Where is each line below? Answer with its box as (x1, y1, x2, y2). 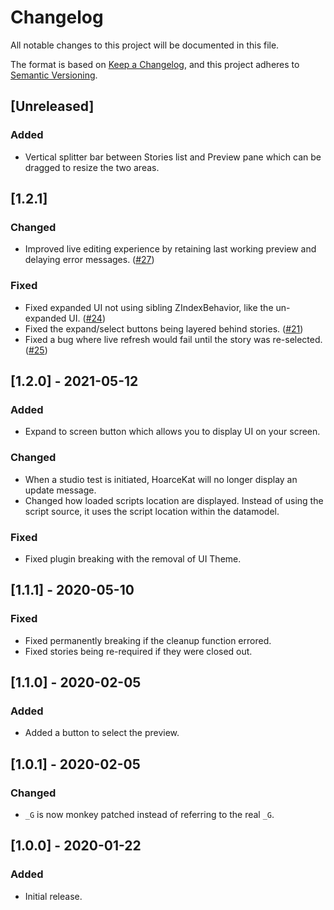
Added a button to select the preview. (24, 727, 180, 739)
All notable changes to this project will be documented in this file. (10, 39, 280, 51)
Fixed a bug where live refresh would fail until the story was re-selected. (24, 333, 323, 345)
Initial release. (24, 890, 83, 902)
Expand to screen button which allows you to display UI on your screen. (24, 426, 321, 438)
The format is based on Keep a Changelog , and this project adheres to (10, 58, 300, 70)
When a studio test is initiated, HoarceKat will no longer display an (24, 473, 298, 485)
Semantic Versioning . (10, 69, 98, 81)
